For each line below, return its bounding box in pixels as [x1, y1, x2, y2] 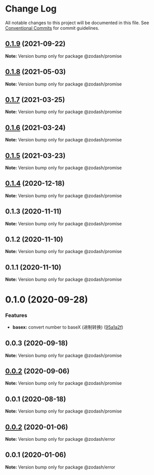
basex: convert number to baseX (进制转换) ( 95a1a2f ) [12, 324, 124, 330]
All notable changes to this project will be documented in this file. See [5, 20, 149, 26]
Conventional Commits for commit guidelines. [5, 25, 99, 31]
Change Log [5, 3, 57, 15]
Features [5, 312, 28, 319]
